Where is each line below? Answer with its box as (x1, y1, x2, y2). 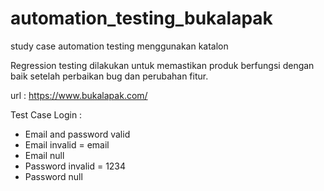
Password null (24, 170, 83, 182)
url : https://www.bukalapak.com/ (10, 89, 148, 101)
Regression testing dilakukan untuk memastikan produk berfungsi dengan (10, 59, 315, 71)
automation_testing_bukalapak (10, 7, 273, 30)
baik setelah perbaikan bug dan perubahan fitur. (10, 70, 209, 82)
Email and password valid (24, 128, 131, 140)
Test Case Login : (10, 108, 83, 121)
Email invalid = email (24, 138, 110, 151)
